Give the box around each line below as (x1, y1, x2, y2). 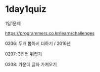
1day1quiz (5, 3, 47, 15)
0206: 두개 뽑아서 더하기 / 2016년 (5, 40, 71, 46)
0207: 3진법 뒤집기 (5, 51, 42, 57)
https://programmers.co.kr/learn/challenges (5, 30, 95, 36)
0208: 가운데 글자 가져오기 (5, 61, 57, 67)
